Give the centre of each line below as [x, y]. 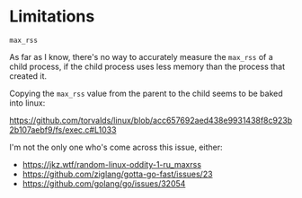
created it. [28, 76]
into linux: [27, 103]
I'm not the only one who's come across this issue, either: [116, 147]
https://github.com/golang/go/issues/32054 [104, 183]
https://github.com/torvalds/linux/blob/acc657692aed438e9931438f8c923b [151, 120]
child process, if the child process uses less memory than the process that [147, 66]
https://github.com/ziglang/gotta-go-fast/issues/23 [117, 174]
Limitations [52, 17]
